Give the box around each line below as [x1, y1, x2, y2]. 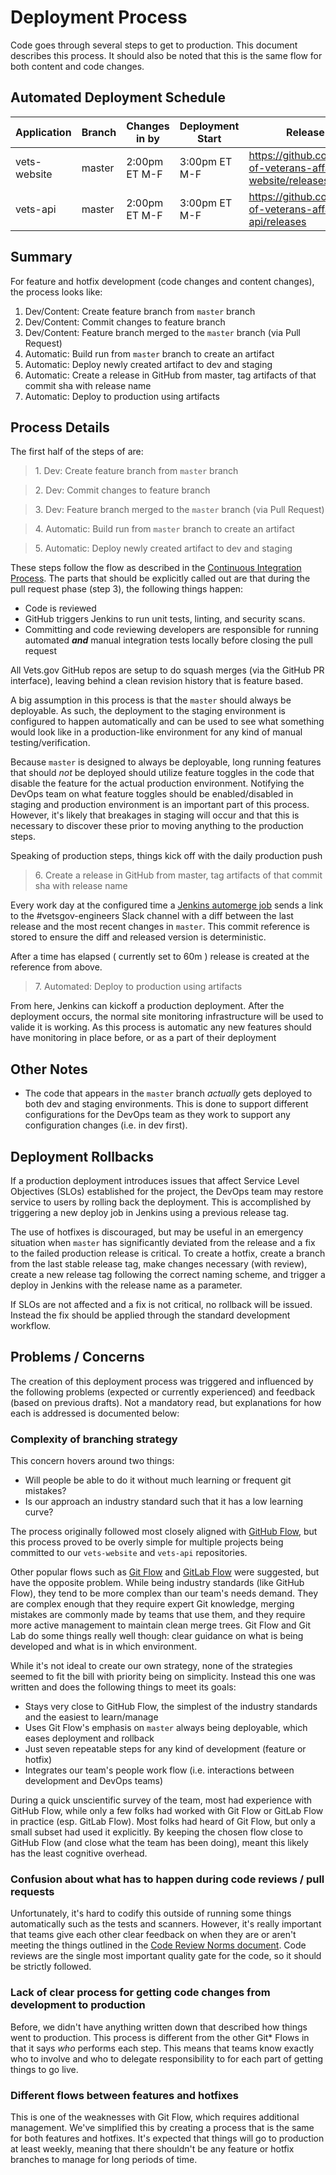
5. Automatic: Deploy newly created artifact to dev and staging [34, 542, 293, 555]
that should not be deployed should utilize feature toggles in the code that [10, 767, 315, 779]
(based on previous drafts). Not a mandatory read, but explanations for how [10, 1396, 322, 1408]
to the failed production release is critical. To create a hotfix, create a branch [10, 1247, 326, 1259]
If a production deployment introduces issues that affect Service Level [10, 1175, 300, 1186]
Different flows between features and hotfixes [10, 2088, 239, 2102]
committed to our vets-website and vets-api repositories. [10, 1547, 248, 1559]
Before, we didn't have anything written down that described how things [10, 2021, 308, 2033]
